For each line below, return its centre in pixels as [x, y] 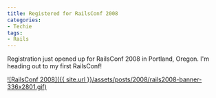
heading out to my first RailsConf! [54, 66]
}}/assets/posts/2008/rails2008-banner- [144, 79]
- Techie [20, 26]
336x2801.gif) [27, 87]
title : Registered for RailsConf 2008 [63, 13]
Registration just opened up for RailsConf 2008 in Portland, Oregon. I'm [108, 59]
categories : [24, 20]
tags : [15, 33]
